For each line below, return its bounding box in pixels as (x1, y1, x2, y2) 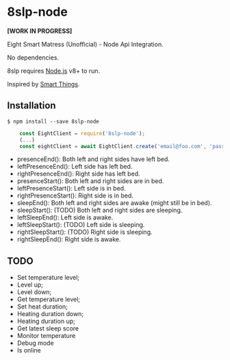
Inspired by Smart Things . (7, 80, 80, 88)
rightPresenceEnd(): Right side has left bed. (16, 169, 140, 178)
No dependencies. (7, 53, 60, 62)
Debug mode (16, 339, 54, 347)
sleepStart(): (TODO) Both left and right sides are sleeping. (16, 206, 183, 215)
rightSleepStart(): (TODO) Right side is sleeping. (16, 228, 153, 237)
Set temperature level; (16, 274, 80, 282)
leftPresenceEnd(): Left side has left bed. (16, 163, 133, 171)
